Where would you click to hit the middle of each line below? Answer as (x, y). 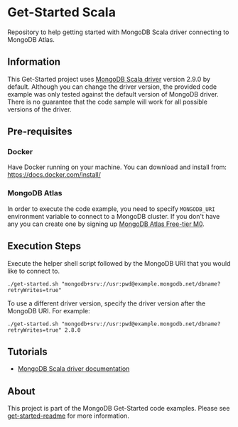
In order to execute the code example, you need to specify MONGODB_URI (111, 209)
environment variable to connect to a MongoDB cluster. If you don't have (114, 216)
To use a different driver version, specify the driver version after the (107, 303)
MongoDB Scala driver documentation (74, 369)
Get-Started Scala (61, 12)
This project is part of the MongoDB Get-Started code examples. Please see (119, 409)
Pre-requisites (40, 132)
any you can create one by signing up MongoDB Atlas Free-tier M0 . (106, 224)
